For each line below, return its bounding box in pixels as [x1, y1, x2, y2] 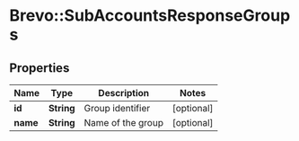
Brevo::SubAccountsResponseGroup [9, 5, 291, 26]
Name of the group [84, 117, 164, 128]
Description [98, 87, 150, 99]
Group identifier [84, 102, 151, 114]
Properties [9, 60, 70, 75]
